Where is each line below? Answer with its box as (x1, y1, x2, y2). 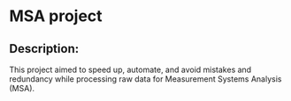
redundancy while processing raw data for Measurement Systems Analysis (9, 74, 282, 84)
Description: (9, 41, 80, 56)
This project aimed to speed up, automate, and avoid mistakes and (9, 64, 252, 75)
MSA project (9, 6, 103, 26)
